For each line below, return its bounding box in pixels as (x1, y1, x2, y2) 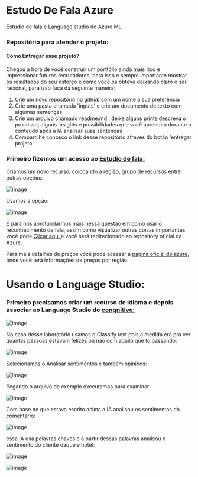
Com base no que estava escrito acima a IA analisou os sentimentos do (6, 405, 180, 413)
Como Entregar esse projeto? (6, 53, 80, 60)
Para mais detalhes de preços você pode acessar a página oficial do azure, (6, 251, 189, 258)
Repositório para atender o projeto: (6, 38, 109, 46)
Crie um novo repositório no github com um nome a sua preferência (14, 96, 180, 103)
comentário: (6, 412, 35, 419)
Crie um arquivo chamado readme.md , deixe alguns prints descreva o (14, 115, 186, 122)
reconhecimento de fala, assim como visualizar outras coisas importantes (6, 226, 186, 233)
